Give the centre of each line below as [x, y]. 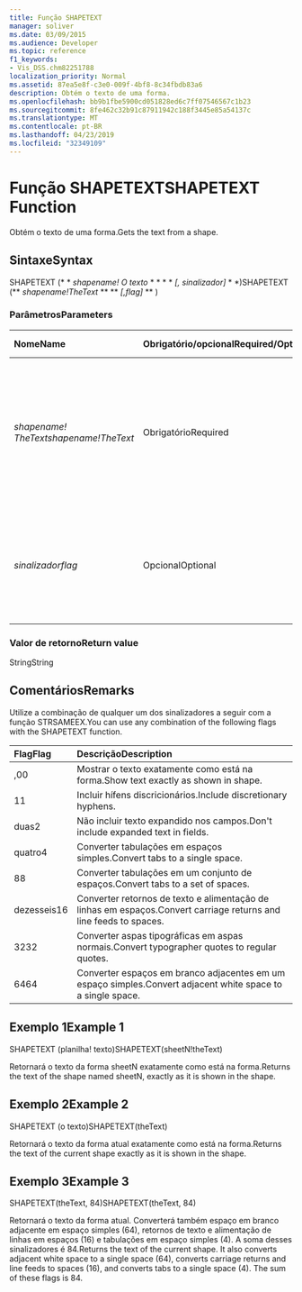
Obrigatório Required [186, 432]
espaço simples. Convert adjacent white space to [180, 984]
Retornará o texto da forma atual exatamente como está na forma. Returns [146, 1143]
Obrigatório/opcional [188, 343]
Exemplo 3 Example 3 [69, 1181]
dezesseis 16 [41, 909]
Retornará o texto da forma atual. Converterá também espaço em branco [144, 1221]
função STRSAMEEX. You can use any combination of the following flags [143, 722]
